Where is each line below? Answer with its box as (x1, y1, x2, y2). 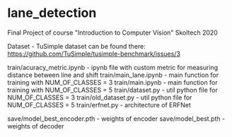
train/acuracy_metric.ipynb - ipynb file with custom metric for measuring (7, 63, 219, 71)
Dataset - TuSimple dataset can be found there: (7, 42, 146, 50)
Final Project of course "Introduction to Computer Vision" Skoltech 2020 (7, 28, 218, 37)
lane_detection (7, 5, 97, 21)
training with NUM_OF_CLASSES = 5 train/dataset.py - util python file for (7, 85, 218, 94)
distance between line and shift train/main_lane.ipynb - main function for (7, 71, 219, 79)
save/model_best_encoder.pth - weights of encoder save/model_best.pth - (7, 114, 226, 123)
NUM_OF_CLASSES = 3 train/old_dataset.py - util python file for (7, 93, 192, 102)
